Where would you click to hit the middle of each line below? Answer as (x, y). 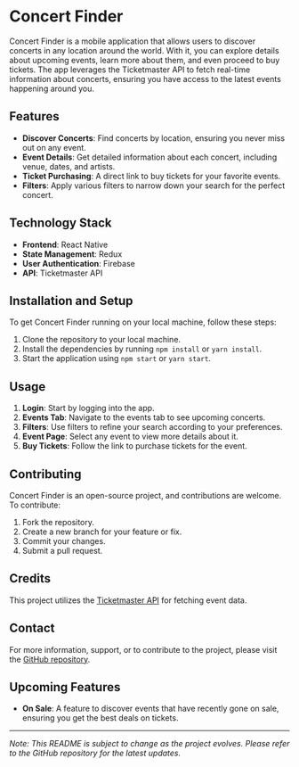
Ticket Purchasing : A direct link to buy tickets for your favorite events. (151, 176)
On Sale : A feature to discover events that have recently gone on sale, (150, 709)
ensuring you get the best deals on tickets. (100, 718)
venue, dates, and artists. (69, 166)
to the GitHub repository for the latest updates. (95, 753)
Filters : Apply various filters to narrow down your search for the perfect (154, 186)
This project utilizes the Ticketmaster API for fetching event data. (128, 600)
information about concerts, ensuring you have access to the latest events (145, 78)
